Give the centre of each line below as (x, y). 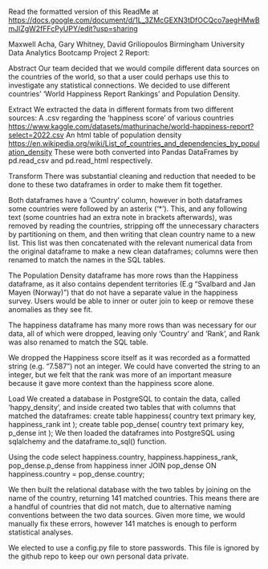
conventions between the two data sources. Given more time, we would (127, 515)
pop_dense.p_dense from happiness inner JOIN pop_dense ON (112, 465)
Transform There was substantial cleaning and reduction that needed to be (132, 176)
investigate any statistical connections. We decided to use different (119, 85)
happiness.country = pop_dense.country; (77, 474)
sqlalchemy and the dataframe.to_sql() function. (87, 441)
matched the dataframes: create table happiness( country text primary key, (132, 416)
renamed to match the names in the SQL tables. (87, 260)
